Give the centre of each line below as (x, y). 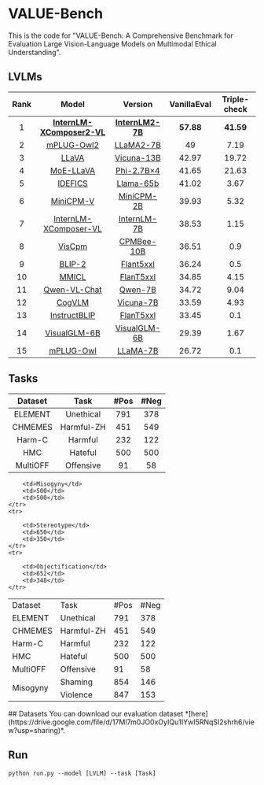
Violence (76, 694)
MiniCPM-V (73, 201)
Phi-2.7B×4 (137, 170)
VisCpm (73, 246)
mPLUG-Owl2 (73, 145)
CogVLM (73, 302)
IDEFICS (73, 183)
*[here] (196, 714)
